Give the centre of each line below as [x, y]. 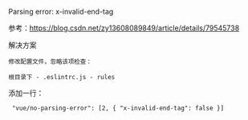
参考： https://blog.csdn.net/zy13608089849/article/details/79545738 [124, 28]
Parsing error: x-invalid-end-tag [61, 12]
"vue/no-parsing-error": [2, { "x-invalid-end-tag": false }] [118, 108]
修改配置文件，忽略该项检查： [50, 62]
